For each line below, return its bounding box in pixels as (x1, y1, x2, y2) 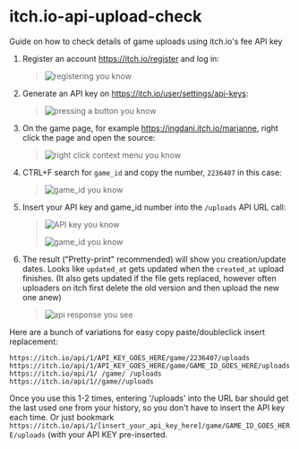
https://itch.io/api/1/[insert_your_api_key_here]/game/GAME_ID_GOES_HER (9, 421, 291, 430)
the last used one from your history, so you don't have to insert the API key (9, 402, 286, 413)
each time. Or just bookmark (9, 411, 115, 422)
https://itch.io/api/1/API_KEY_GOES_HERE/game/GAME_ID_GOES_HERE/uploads (9, 361, 291, 370)
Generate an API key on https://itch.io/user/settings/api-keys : (21, 88, 249, 99)
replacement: (9, 336, 58, 347)
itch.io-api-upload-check (9, 6, 202, 27)
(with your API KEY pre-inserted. (47, 428, 168, 440)
